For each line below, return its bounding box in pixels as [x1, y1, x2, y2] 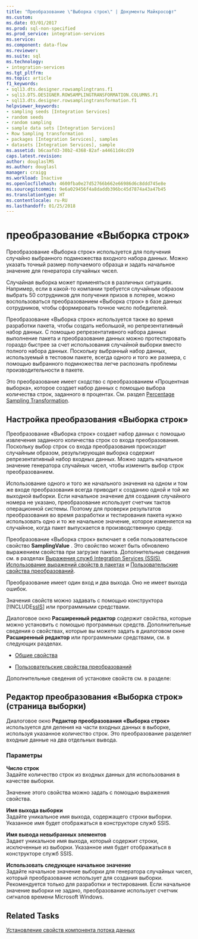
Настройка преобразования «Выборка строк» [6, 414, 188, 424]
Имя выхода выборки [6, 807, 64, 814]
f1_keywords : [6, 81, 39, 87]
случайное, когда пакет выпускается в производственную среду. [6, 524, 174, 531]
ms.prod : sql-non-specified [6, 25, 76, 32]
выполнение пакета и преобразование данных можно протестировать [6, 335, 186, 342]
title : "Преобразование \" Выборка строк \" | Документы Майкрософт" [6, 8, 177, 15]
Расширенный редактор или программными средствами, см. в [6, 634, 170, 641]
